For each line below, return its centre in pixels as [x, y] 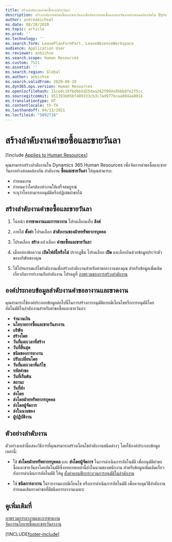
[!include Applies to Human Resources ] [47, 155]
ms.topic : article [25, 29]
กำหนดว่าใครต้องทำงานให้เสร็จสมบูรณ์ [45, 187]
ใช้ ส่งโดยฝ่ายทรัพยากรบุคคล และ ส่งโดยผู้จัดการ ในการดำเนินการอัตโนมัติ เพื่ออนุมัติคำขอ [87, 462]
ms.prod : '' [18, 34]
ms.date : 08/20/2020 [27, 24]
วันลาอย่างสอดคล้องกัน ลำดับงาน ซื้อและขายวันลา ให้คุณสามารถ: [59, 170]
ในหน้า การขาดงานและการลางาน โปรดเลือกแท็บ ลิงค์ [57, 221]
